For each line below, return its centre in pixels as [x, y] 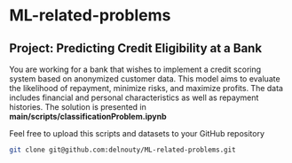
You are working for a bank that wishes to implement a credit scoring [135, 69]
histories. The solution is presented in [78, 107]
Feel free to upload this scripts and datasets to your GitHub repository [137, 133]
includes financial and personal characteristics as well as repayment [134, 97]
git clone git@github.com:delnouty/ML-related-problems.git [123, 150]
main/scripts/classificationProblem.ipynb [88, 116]
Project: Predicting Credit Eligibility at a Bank [136, 48]
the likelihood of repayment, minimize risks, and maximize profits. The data [146, 88]
